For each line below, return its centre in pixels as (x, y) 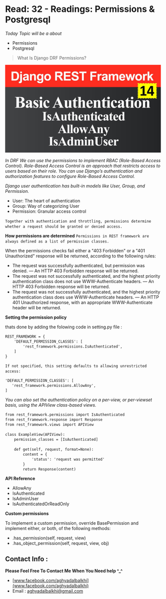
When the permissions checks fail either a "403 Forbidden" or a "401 (75, 251)
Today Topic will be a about (33, 33)
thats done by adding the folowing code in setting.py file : (64, 327)
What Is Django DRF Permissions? (52, 58)
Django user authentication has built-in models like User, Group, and (75, 186)
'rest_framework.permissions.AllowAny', (54, 386)
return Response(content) (50, 470)
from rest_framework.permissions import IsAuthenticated (65, 415)
